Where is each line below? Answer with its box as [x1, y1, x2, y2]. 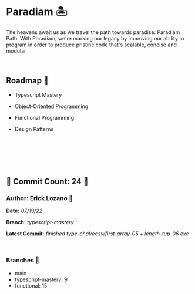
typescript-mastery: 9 [14, 276, 68, 283]
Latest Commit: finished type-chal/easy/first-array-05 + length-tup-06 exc [6, 230, 189, 237]
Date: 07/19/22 [6, 207, 43, 215]
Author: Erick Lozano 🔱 [6, 194, 73, 202]
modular [6, 47, 26, 54]
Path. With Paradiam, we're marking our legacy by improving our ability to [6, 35, 184, 42]
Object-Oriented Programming [14, 103, 89, 110]
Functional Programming [14, 114, 75, 121]
